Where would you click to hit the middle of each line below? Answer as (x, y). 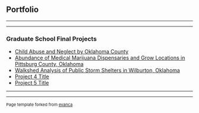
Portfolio (23, 10)
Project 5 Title (32, 83)
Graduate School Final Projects (52, 39)
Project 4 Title (32, 77)
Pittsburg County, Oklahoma (49, 64)
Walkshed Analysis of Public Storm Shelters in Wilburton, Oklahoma (97, 71)
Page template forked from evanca (39, 105)
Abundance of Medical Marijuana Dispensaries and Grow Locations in (100, 58)
